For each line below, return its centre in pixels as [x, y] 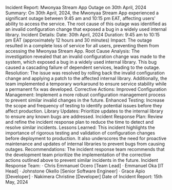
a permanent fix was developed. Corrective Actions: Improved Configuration [86, 89]
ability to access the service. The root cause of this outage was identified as [86, 24]
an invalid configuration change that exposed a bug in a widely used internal [86, 29]
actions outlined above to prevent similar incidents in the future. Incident [82, 160]
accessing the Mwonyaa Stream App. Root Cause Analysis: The [73, 51]
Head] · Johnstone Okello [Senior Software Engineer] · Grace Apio [75, 171]
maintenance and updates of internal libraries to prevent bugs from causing [85, 144]
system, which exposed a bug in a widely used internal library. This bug [81, 62]
